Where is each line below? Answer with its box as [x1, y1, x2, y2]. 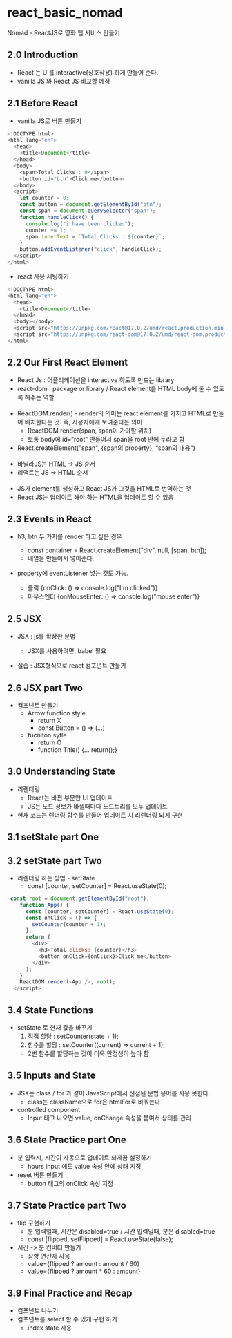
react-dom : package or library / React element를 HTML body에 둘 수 [17, 384, 212, 393]
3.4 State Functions [7, 1004, 94, 1016]
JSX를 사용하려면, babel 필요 [27, 647, 107, 655]
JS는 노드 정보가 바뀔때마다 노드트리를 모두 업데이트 [27, 802, 168, 810]
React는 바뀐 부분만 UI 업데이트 [27, 793, 113, 802]
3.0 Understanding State [7, 766, 116, 778]
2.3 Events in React [7, 513, 92, 525]
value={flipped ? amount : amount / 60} [27, 1260, 140, 1268]
